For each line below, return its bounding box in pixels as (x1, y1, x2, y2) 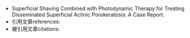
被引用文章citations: (11, 26, 60, 32)
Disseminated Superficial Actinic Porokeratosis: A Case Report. (11, 11, 165, 18)
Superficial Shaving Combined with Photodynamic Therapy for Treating (11, 5, 185, 12)
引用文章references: (11, 18, 61, 25)
